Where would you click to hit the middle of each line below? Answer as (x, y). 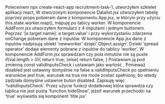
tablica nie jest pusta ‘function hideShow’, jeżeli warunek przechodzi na (78, 91)
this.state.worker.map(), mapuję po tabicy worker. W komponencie (73, 23)
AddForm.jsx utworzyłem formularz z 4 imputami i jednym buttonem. (75, 28)
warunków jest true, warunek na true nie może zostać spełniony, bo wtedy (81, 75)
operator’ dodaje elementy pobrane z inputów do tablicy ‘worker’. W (75, 49)
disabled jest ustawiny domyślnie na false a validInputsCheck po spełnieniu (82, 70)
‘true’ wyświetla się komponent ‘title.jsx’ (46, 96)
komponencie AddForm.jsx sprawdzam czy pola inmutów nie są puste (77, 54)
